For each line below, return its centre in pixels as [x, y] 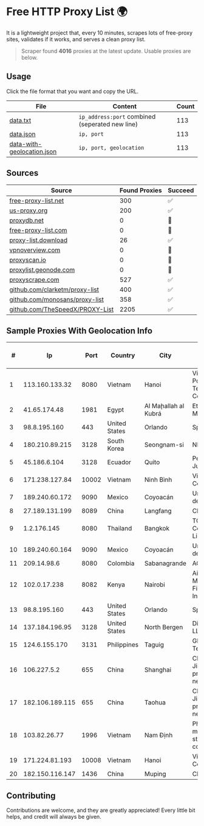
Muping [155, 774]
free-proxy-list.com [39, 230]
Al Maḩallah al [165, 406]
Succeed [181, 190]
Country [123, 355]
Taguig [155, 645]
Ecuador [119, 462]
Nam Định [159, 735]
